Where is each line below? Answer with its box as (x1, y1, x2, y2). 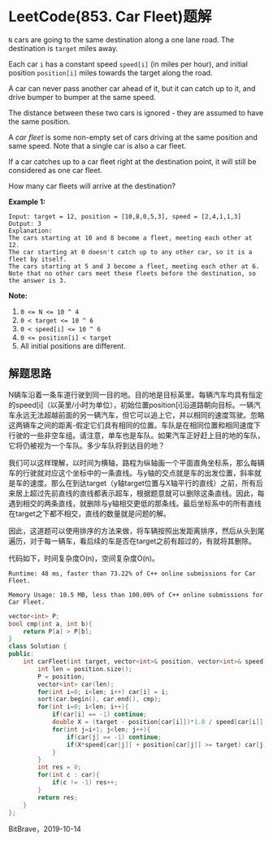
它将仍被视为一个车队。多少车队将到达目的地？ (8, 440, 165, 450)
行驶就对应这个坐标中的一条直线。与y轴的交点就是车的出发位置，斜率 (22, 468, 254, 478)
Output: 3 (8, 219, 42, 228)
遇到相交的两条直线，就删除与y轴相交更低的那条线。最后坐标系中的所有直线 (8, 498, 262, 508)
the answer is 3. (8, 276, 67, 284)
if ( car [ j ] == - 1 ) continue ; (66, 733, 162, 741)
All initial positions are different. (19, 340, 126, 350)
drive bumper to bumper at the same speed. (8, 92, 156, 102)
